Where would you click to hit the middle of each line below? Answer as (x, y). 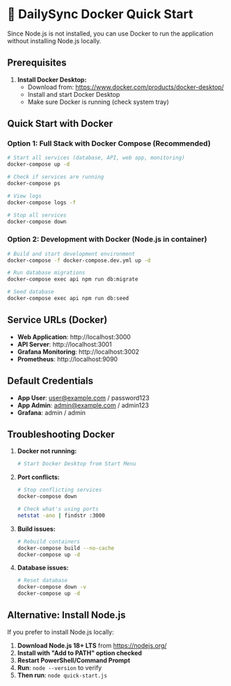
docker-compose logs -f (42, 202)
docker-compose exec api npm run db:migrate (73, 279)
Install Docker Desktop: (52, 79)
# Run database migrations (46, 273)
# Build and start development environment (71, 254)
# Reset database (42, 581)
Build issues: (36, 529)
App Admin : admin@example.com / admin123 (83, 405)
